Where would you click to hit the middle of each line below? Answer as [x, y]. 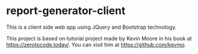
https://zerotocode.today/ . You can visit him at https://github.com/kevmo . [96, 45]
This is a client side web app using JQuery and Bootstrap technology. [92, 27]
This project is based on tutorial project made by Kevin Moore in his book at [99, 38]
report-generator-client [66, 11]
